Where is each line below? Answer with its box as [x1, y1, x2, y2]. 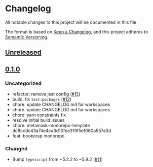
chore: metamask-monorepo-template [12, 123, 90, 129]
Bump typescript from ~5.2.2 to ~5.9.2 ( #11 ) [12, 156, 103, 163]
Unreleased [5, 48, 42, 57]
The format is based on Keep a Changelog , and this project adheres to [5, 29, 148, 34]
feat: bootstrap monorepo [12, 133, 65, 139]
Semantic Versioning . [5, 34, 48, 40]
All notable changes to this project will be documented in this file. [5, 19, 138, 25]
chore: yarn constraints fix [12, 112, 66, 118]
